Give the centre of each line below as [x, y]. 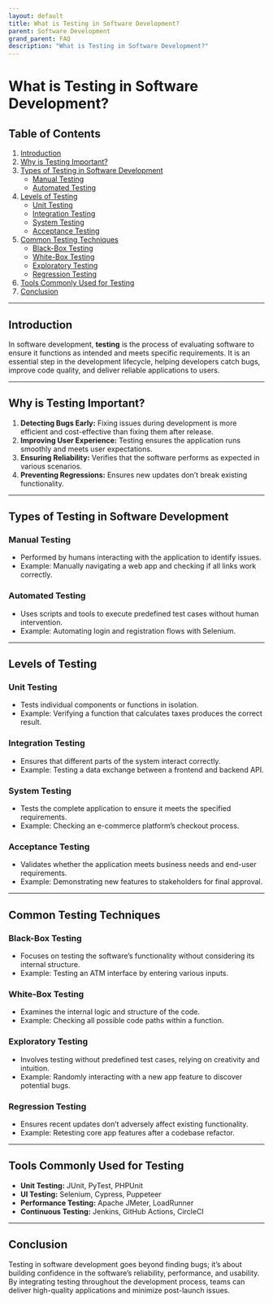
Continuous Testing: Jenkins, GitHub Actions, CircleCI [112, 1211]
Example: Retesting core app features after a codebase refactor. [128, 1132]
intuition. [35, 1068]
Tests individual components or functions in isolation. [109, 705]
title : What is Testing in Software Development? [94, 24]
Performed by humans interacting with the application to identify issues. [141, 557]
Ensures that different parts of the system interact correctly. [120, 760]
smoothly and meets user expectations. [86, 449]
